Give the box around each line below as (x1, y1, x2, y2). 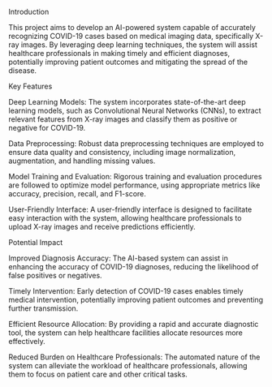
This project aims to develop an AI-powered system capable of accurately (8, 23, 256, 32)
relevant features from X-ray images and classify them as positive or (8, 114, 238, 124)
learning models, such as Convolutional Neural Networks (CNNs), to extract (8, 105, 261, 115)
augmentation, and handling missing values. (8, 156, 156, 166)
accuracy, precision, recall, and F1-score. (8, 189, 146, 198)
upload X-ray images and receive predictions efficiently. (8, 222, 196, 231)
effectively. (8, 337, 46, 346)
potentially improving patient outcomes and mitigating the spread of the (8, 57, 248, 67)
